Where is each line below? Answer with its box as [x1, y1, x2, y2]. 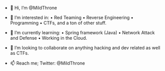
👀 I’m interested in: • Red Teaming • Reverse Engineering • [10, 15, 134, 20]
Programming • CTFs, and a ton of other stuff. [10, 20, 107, 26]
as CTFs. [10, 50, 29, 56]
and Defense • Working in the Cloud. [10, 35, 87, 41]
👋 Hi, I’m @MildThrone [10, 5, 57, 11]
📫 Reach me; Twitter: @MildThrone [10, 60, 85, 66]
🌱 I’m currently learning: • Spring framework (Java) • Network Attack [10, 30, 155, 35]
